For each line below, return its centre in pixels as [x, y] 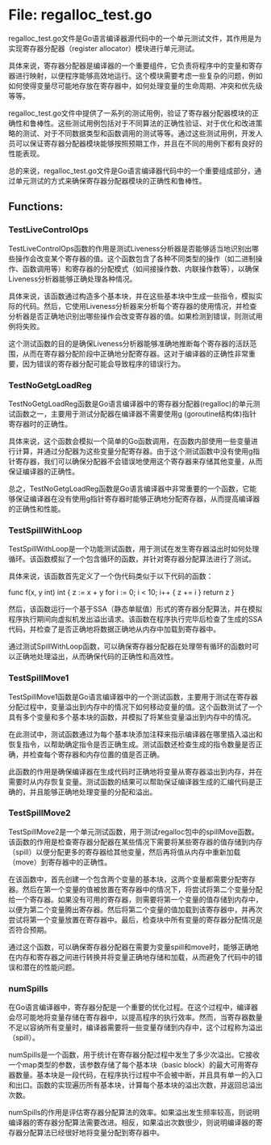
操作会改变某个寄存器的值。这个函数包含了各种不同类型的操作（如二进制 [135, 258]
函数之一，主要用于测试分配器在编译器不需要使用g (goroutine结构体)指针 [135, 413]
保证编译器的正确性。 [44, 471]
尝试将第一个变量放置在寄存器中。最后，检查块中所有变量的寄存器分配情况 [132, 919]
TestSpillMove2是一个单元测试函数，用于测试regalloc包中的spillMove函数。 [134, 831]
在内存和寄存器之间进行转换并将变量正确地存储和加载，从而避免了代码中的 [132, 957]
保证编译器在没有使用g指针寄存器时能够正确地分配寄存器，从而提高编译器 [138, 498]
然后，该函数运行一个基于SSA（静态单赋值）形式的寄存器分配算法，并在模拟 [135, 609]
